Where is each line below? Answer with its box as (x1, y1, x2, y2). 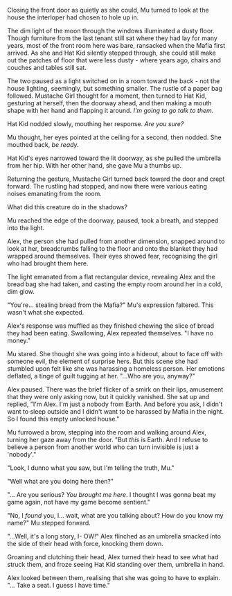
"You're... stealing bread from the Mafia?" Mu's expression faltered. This (7, 301, 214, 309)
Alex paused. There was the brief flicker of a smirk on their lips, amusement (7, 385, 224, 394)
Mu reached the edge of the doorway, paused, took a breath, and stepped (7, 216, 219, 225)
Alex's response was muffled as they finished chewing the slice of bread (7, 322, 215, 330)
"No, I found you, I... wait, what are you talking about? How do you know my (7, 511, 224, 519)
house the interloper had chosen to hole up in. (7, 13, 139, 21)
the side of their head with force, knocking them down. (7, 540, 164, 547)
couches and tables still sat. (7, 64, 87, 71)
